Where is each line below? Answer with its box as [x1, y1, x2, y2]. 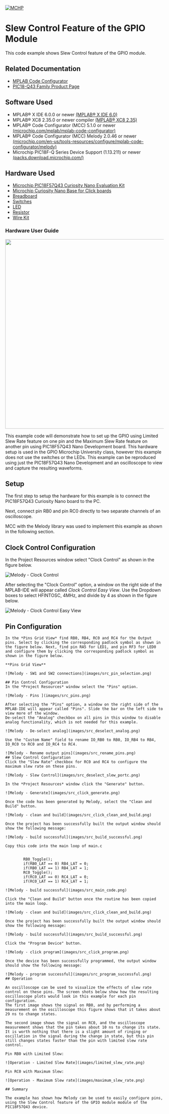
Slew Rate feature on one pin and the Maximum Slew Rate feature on [5, 438, 147, 444]
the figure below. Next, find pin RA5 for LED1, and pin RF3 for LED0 [5, 644, 156, 649]
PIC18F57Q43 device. [5, 1104, 49, 1109]
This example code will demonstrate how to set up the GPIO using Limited [5, 433, 158, 439]
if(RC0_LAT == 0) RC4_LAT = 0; [23, 874, 89, 879]
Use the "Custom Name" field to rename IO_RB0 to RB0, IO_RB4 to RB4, [5, 737, 156, 742]
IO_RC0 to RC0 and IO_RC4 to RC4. [5, 742, 78, 747]
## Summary [5, 1087, 28, 1092]
